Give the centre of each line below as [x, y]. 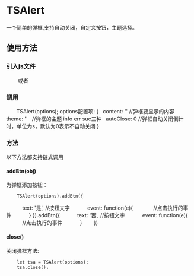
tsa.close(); [33, 267]
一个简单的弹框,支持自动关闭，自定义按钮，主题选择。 [72, 27]
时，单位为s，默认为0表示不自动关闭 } [53, 126]
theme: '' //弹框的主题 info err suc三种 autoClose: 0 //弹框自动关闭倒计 [95, 119]
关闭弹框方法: [23, 250]
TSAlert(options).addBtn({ [50, 196]
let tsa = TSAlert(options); [53, 262]
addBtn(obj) [21, 171]
